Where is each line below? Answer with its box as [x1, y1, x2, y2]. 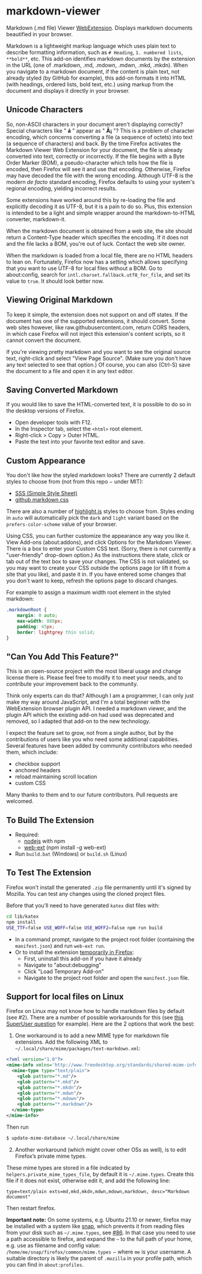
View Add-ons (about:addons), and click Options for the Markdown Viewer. [6, 538, 192, 546]
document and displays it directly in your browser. [6, 87, 130, 94]
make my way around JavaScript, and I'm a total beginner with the [6, 698, 170, 706]
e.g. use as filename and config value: [6, 1241, 101, 1249]
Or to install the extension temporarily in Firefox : [14, 948, 134, 956]
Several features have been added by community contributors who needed [6, 742, 192, 749]
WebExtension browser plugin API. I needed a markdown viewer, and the [6, 705, 186, 712]
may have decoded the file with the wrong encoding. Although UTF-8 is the [6, 172, 194, 179]
